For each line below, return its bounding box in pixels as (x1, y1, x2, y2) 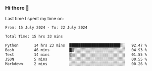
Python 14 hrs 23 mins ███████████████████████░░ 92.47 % (5, 43, 148, 48)
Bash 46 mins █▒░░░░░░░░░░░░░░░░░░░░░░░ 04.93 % (5, 47, 148, 52)
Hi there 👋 (5, 4, 30, 11)
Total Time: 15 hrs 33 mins (5, 34, 63, 39)
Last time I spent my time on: (5, 16, 64, 22)
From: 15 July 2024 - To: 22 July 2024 (5, 25, 88, 30)
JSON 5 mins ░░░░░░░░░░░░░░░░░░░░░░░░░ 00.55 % (5, 57, 148, 62)
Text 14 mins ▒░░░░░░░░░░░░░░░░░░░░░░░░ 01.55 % (5, 52, 148, 57)
